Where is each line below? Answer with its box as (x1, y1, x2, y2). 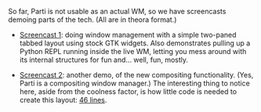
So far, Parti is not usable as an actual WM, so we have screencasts (8, 7, 227, 16)
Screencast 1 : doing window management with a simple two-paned (19, 31, 237, 39)
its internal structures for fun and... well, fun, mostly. (19, 55, 189, 64)
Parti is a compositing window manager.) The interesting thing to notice (19, 78, 251, 88)
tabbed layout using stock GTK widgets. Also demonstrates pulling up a (19, 38, 251, 48)
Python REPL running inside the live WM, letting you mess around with (19, 47, 247, 56)
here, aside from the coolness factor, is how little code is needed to (19, 87, 237, 96)
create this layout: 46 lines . (19, 96, 107, 104)
